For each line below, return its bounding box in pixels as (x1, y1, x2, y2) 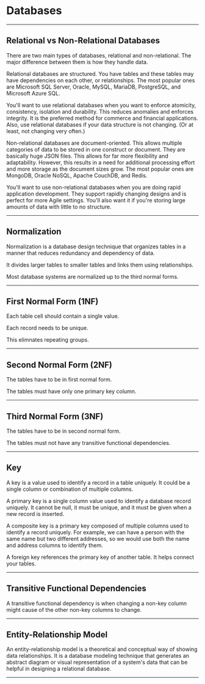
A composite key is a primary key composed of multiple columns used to (6, 522, 189, 529)
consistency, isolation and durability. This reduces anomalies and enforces (6, 108, 194, 115)
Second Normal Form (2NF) (6, 359, 113, 370)
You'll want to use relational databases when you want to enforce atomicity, (6, 101, 196, 109)
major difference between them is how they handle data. (6, 58, 148, 65)
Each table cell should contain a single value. (6, 312, 120, 320)
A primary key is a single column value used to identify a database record (6, 497, 191, 504)
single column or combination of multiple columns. (6, 485, 134, 493)
